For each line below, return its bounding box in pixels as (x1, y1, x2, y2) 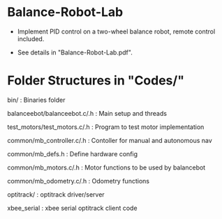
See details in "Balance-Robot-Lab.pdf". (17, 48, 133, 56)
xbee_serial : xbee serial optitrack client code (7, 204, 138, 212)
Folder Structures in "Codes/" (7, 73, 185, 89)
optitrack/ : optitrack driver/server (7, 190, 105, 199)
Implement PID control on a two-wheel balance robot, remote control (17, 27, 216, 36)
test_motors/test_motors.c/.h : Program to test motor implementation (7, 123, 205, 131)
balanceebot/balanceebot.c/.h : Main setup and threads (7, 109, 168, 117)
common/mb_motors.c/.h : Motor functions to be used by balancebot (7, 163, 206, 172)
